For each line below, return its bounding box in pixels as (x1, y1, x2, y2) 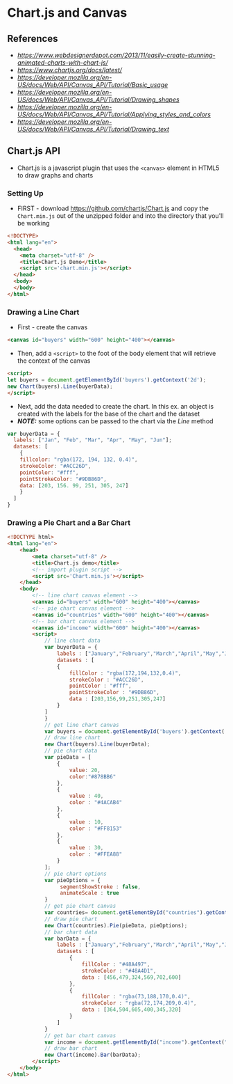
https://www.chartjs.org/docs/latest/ (17, 66, 123, 74)
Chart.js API (7, 145, 61, 157)
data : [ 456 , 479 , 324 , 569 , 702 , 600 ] (81, 973, 182, 981)
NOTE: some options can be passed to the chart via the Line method (17, 416, 214, 425)
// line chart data (44, 637, 101, 645)
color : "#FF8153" (69, 825, 123, 832)
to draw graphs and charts (17, 171, 94, 179)
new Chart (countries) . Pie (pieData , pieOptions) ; (44, 922, 188, 929)
